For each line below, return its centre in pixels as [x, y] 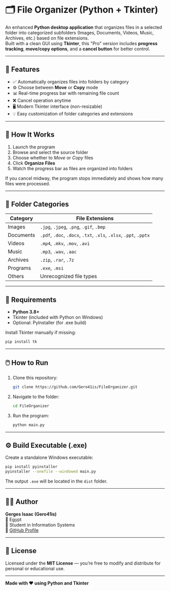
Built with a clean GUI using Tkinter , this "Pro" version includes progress [81, 43]
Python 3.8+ [26, 312]
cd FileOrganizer [31, 406]
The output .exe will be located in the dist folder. [56, 481]
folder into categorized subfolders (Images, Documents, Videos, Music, [80, 32]
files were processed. [28, 183]
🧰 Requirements [31, 300]
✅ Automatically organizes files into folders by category [71, 82]
